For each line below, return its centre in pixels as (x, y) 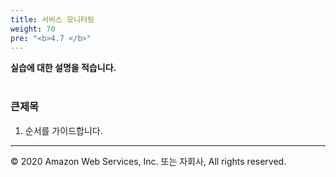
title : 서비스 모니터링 (52, 19)
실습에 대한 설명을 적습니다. (63, 68)
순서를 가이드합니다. (63, 130)
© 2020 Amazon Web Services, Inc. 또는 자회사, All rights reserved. (148, 161)
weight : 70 (33, 29)
